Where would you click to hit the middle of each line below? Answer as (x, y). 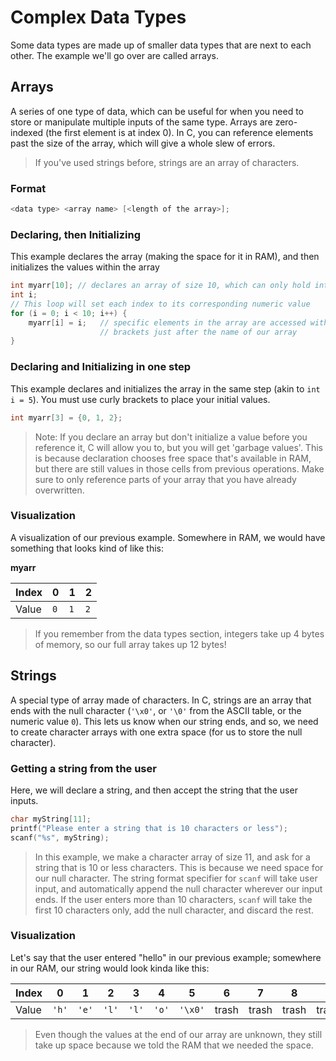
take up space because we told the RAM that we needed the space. (174, 1045)
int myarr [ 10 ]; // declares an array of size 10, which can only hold (160, 286)
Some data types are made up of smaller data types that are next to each (161, 45)
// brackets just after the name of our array (198, 332)
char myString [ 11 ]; (51, 819)
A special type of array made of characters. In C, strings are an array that (161, 700)
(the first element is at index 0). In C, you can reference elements (179, 132)
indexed (27, 132)
